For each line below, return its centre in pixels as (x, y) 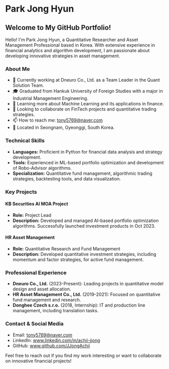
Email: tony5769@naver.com (42, 335)
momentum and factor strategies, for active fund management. (78, 260)
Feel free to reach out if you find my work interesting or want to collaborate (83, 355)
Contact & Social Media (35, 324)
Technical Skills (25, 141)
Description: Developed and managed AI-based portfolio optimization (86, 220)
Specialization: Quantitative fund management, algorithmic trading (82, 173)
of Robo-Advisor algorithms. (42, 168)
